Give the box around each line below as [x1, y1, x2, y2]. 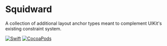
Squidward [5, 4, 52, 15]
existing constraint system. [5, 25, 62, 31]
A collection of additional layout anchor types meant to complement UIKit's [5, 20, 162, 26]
